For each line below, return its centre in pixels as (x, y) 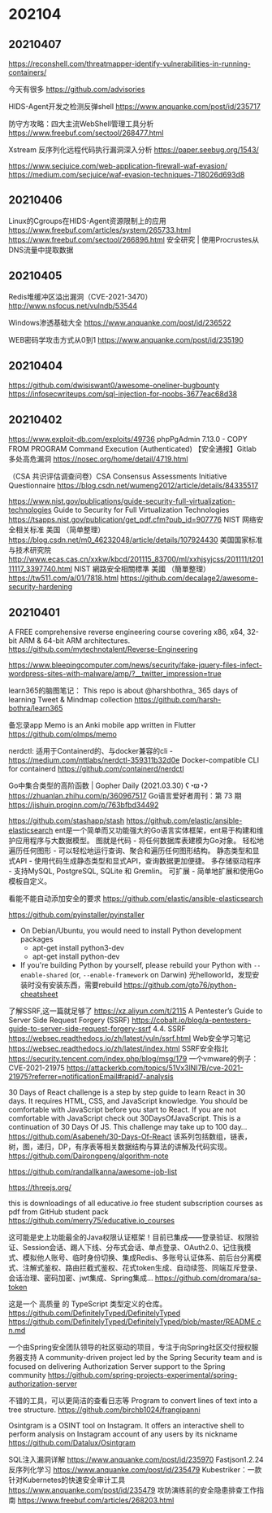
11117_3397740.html (41, 569)
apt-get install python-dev (76, 956)
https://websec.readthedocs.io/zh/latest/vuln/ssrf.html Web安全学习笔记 (130, 1039)
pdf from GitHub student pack (58, 1212)
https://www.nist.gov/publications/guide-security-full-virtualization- (122, 501)
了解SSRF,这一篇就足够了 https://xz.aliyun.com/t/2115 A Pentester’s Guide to (136, 1011)
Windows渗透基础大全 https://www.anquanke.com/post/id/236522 (120, 322)
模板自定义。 (30, 881)
